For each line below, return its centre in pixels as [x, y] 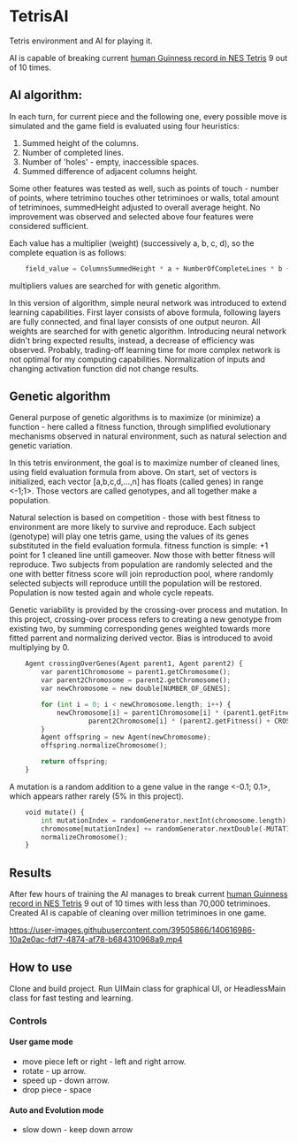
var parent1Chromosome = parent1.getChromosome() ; [136, 672]
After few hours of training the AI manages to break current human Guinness [148, 894]
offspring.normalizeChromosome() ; [104, 746]
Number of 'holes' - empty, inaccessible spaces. [110, 162]
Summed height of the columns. [80, 142]
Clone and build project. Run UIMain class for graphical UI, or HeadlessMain [148, 988]
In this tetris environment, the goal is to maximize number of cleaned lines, [145, 463]
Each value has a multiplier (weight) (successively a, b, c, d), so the [132, 243]
